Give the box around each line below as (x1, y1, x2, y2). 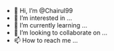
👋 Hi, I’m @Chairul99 (13, 7, 73, 14)
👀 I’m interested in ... (13, 14, 73, 22)
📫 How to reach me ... (13, 37, 78, 44)
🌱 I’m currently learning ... (13, 21, 88, 29)
